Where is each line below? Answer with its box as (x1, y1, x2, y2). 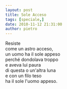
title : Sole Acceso (5, 12, 47, 17)
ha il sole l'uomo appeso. (5, 78, 57, 84)
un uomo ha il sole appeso (5, 51, 60, 57)
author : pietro (5, 26, 38, 32)
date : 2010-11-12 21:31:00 (5, 21, 62, 27)
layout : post (5, 7, 33, 13)
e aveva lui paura (5, 62, 41, 68)
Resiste (5, 40, 21, 46)
